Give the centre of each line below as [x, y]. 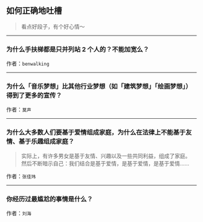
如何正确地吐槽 [34, 11]
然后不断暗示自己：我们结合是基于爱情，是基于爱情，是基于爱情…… [105, 163]
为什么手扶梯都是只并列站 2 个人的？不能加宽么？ [78, 49]
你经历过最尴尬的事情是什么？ [50, 199]
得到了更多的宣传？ [34, 95]
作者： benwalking [28, 64]
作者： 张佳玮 [21, 176]
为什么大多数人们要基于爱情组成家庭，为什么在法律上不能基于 [96, 133]
